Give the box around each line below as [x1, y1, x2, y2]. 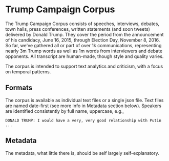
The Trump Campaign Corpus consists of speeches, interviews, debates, [5, 21, 160, 27]
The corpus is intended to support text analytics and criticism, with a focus [5, 63, 163, 69]
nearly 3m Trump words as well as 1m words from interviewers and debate [5, 48, 163, 54]
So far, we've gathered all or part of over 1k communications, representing [5, 42, 162, 48]
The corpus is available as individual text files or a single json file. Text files [5, 97, 164, 103]
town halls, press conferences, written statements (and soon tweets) [5, 26, 150, 32]
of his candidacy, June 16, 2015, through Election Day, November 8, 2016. [5, 37, 160, 43]
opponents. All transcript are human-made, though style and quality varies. [5, 53, 164, 59]
